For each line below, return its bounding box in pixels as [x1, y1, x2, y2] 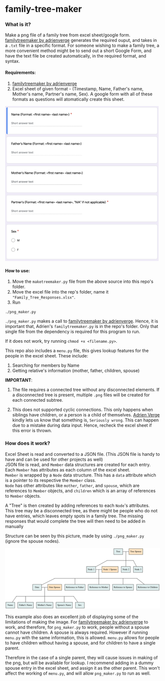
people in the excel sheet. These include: [5, 353, 88, 359]
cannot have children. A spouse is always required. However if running [5, 629, 148, 635]
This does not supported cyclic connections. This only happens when [12, 407, 153, 413]
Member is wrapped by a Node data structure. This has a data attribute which [5, 472, 156, 478]
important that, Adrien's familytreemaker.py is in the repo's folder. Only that [5, 324, 159, 329]
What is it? [5, 21, 31, 28]
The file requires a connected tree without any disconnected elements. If [12, 387, 160, 393]
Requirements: [5, 70, 36, 76]
